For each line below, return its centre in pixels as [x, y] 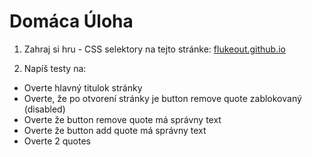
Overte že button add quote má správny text [115, 130]
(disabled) [44, 109]
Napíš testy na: [55, 68]
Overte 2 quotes [57, 141]
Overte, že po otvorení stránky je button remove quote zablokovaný [162, 98]
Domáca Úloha [71, 21]
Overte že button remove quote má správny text [122, 119]
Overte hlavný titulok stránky [83, 87]
